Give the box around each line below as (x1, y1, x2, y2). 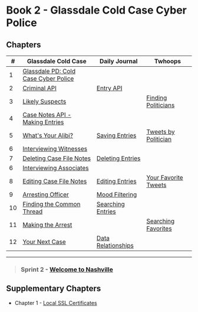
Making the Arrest (22, 221, 72, 229)
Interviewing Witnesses (22, 145, 87, 152)
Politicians (146, 101, 175, 109)
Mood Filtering (96, 190, 137, 199)
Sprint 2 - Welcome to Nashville (20, 265, 113, 274)
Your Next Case (22, 238, 66, 246)
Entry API (96, 84, 123, 92)
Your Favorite (146, 174, 184, 181)
